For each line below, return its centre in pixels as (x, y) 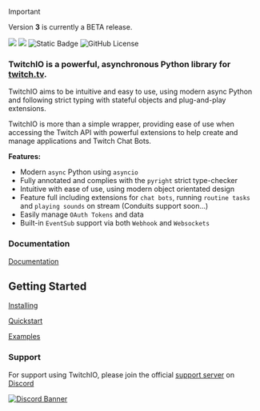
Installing (23, 305)
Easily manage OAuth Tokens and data (82, 214)
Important (24, 12)
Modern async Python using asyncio (79, 172)
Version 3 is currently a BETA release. (70, 27)
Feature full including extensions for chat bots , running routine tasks (135, 198)
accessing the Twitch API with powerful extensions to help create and (123, 133)
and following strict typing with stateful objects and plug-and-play (117, 100)
